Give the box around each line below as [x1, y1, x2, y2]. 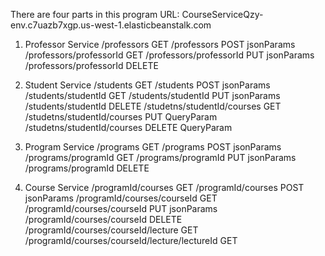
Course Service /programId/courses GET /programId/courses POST [24, 182, 305, 193]
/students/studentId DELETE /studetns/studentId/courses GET [24, 100, 282, 112]
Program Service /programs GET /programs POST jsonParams [24, 141, 282, 153]
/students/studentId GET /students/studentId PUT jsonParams [24, 90, 281, 101]
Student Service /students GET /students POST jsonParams [24, 79, 271, 91]
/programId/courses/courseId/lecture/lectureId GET [24, 235, 238, 246]
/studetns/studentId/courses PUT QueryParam [24, 111, 218, 123]
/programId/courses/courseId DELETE [24, 214, 183, 225]
